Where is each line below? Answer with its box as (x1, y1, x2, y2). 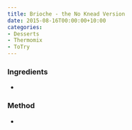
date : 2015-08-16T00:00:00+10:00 (7, 17, 106, 24)
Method (7, 101, 35, 111)
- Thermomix (7, 37, 43, 44)
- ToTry (7, 43, 31, 50)
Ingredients (7, 67, 48, 77)
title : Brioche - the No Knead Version (7, 10, 126, 18)
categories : (7, 23, 43, 31)
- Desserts (7, 30, 40, 38)
